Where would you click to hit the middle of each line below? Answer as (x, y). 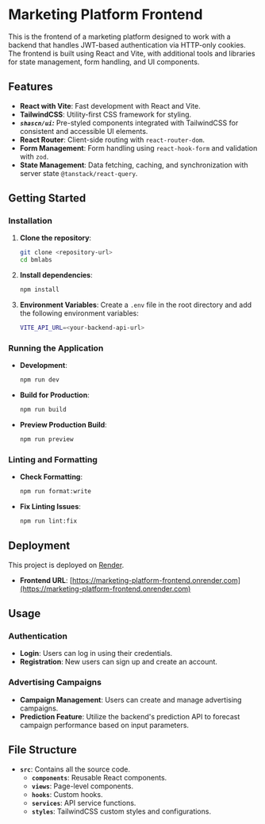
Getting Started (47, 199)
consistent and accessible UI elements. (84, 131)
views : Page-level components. (82, 786)
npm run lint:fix (48, 521)
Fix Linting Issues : (50, 507)
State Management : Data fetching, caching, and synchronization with (134, 165)
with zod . (34, 156)
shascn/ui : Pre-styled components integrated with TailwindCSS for (129, 123)
